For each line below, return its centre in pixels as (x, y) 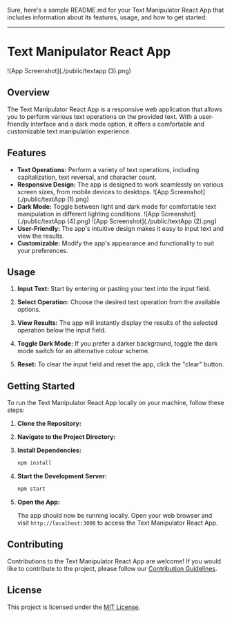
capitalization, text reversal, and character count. (87, 177)
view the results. (40, 236)
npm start (31, 489)
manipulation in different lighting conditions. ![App (88, 214)
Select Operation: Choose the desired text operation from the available (118, 302)
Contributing (35, 544)
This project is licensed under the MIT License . (74, 607)
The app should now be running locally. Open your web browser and (115, 515)
